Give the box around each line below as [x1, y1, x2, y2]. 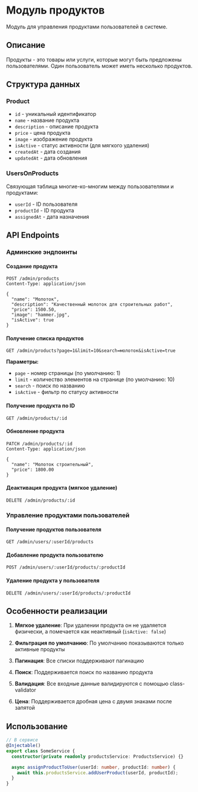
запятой [14, 704, 35, 712]
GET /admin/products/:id [6, 415, 67, 421]
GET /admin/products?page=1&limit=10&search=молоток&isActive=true [6, 348, 176, 354]
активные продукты [14, 646, 65, 653]
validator [14, 687, 37, 694]
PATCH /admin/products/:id [6, 441, 73, 447]
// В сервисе [6, 737, 38, 743]
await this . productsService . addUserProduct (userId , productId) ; [17, 770, 178, 775]
